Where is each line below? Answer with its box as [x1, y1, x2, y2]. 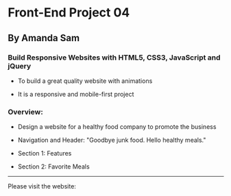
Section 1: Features [17, 149, 72, 158]
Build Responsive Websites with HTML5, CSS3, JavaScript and [8, 53, 221, 62]
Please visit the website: [8, 182, 76, 191]
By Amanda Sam [8, 32, 80, 44]
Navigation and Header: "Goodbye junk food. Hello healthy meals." [17, 136, 206, 145]
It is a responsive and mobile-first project [17, 90, 134, 98]
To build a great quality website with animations [17, 77, 153, 85]
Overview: [8, 107, 43, 117]
